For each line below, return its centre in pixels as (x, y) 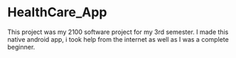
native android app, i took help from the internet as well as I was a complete (118, 39)
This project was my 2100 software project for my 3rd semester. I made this (118, 32)
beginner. (21, 47)
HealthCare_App (57, 12)
